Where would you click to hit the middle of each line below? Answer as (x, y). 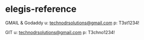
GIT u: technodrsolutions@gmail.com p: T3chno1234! (60, 32)
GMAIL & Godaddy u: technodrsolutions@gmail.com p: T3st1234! (72, 23)
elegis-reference (41, 9)
